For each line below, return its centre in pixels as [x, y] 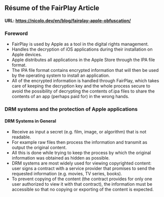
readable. [21, 137]
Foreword [16, 33]
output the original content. [39, 148]
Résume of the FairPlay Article [52, 8]
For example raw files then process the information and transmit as [80, 142]
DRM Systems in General [30, 121]
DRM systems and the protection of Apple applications [71, 109]
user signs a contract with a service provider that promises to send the [83, 168]
